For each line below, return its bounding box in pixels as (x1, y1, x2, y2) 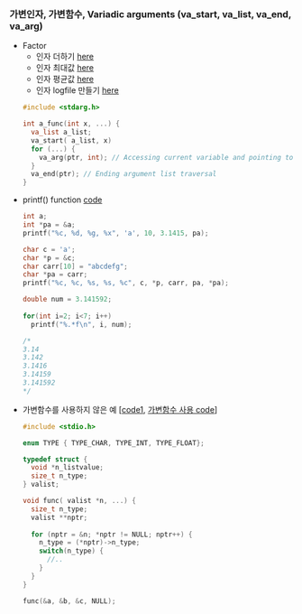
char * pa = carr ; (22, 270, 88, 279)
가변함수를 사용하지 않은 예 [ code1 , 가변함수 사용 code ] (22, 404, 218, 414)
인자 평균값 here (35, 74, 95, 85)
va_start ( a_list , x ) (31, 135, 113, 145)
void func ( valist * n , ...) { (22, 497, 137, 506)
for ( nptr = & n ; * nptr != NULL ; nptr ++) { (31, 530, 193, 539)
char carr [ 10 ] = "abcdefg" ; (22, 262, 129, 271)
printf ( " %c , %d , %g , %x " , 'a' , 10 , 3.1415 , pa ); (22, 228, 209, 237)
